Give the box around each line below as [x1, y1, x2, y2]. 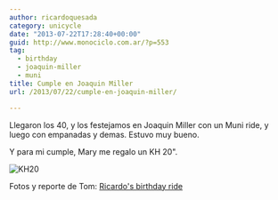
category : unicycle [9, 21, 82, 30]
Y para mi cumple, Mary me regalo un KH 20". [9, 146, 178, 156]
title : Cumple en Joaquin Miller [9, 79, 134, 88]
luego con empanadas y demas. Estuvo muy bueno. [9, 129, 200, 140]
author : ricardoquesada [9, 12, 98, 22]
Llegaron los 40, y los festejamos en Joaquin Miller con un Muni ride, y [9, 119, 269, 130]
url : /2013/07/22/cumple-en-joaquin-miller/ [9, 87, 177, 96]
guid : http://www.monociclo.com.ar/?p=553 [9, 37, 169, 47]
